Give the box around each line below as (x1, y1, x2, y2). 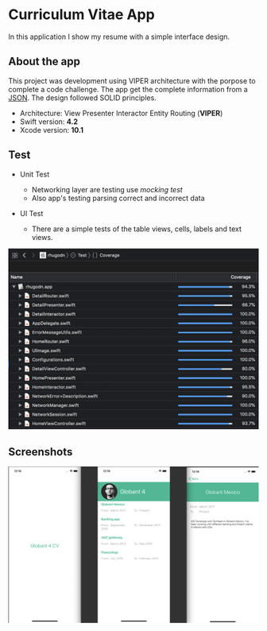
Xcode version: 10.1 (19, 125, 83, 134)
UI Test (19, 208, 44, 218)
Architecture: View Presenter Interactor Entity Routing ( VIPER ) (19, 108, 223, 118)
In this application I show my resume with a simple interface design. (8, 32, 230, 41)
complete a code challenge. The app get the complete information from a (8, 84, 248, 94)
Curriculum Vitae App (8, 6, 155, 24)
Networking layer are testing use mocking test (31, 184, 183, 194)
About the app (8, 55, 81, 68)
